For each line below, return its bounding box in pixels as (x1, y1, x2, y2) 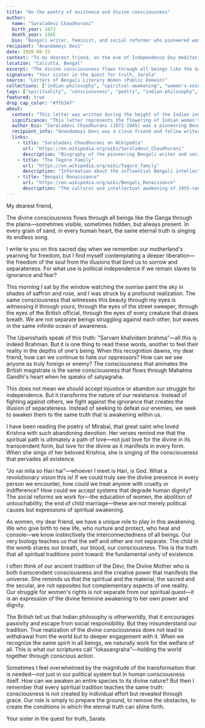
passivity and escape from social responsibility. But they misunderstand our (6, 619, 197, 627)
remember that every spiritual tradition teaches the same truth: (6, 683, 164, 691)
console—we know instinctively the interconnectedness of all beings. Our (6, 530, 191, 538)
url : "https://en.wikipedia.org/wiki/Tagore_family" (22, 163, 160, 169)
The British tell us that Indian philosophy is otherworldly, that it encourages (6, 613, 195, 620)
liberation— (165, 251, 195, 259)
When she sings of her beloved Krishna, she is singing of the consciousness (6, 448, 198, 456)
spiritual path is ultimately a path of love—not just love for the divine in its (6, 436, 190, 443)
